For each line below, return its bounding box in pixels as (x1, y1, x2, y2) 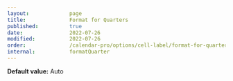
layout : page (7, 10, 82, 17)
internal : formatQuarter (7, 49, 110, 56)
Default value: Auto (7, 67, 64, 76)
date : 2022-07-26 (7, 29, 101, 36)
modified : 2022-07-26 (7, 36, 101, 43)
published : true (7, 23, 82, 30)
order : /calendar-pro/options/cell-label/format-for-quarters (7, 42, 231, 49)
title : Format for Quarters (7, 16, 129, 23)
